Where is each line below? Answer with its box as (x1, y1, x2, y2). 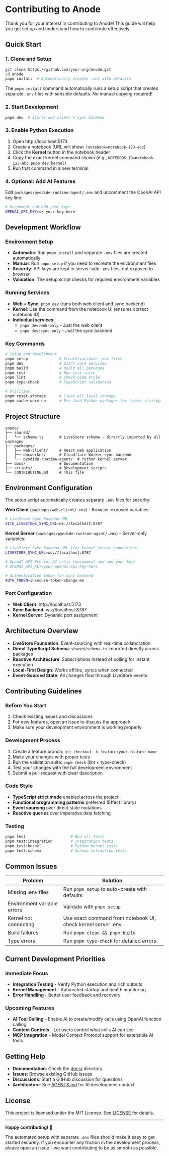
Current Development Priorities (5, 954, 106, 963)
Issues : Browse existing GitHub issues (12, 1071, 93, 1077)
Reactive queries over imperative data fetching (12, 810, 111, 816)
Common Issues (5, 862, 57, 871)
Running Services (5, 289, 50, 296)
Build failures (8, 929, 39, 936)
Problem (22, 877, 44, 884)
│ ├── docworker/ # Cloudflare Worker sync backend (5, 452, 132, 457)
